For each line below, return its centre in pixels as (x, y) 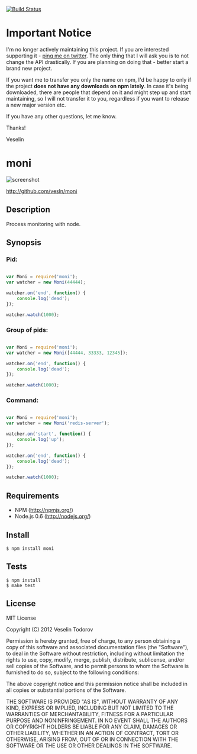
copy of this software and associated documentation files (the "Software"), (98, 647)
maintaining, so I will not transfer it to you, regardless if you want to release (98, 98)
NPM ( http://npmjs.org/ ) (44, 510)
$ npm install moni (30, 548)
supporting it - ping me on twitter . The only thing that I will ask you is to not (98, 56)
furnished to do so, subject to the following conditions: (72, 672)
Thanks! (16, 128)
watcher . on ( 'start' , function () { (49, 434)
